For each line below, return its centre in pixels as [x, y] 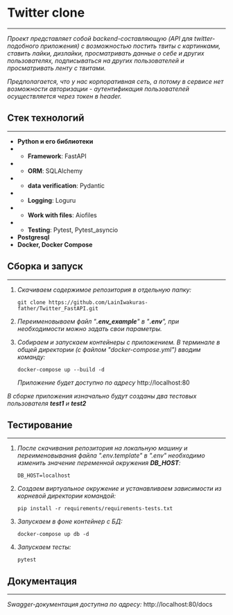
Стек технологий [46, 118]
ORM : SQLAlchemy [55, 171]
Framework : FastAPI [57, 156]
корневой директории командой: [67, 496]
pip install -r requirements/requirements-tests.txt [95, 509]
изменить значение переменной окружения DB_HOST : [99, 463]
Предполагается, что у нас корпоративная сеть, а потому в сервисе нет [115, 81]
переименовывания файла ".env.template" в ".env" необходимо [111, 455]
